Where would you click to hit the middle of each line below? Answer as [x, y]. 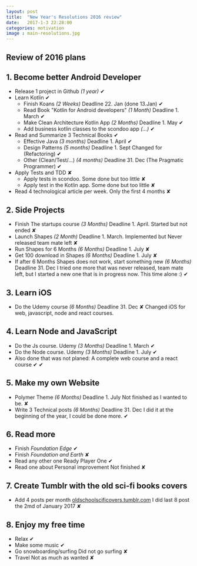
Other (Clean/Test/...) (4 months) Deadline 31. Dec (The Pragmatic [103, 160]
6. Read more [31, 434]
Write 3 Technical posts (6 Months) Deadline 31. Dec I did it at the [94, 409]
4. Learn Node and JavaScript [62, 332]
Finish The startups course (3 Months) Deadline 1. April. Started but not [101, 224]
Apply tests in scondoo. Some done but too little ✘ [84, 179]
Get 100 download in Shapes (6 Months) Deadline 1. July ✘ [86, 255]
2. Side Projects [36, 210]
